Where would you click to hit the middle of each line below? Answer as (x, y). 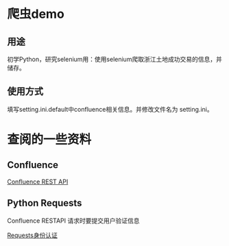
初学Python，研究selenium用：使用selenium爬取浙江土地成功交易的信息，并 (115, 59)
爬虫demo (36, 14)
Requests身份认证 (33, 235)
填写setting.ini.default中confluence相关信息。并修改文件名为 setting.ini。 (110, 109)
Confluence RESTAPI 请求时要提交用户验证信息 (73, 221)
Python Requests (45, 203)
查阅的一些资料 (49, 139)
